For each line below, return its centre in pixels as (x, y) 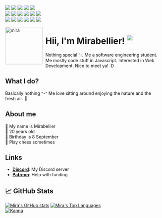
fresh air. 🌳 (16, 98)
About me (21, 114)
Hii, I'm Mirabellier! (85, 41)
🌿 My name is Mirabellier (30, 126)
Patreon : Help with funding (40, 175)
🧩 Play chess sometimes (30, 142)
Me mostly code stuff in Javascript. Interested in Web (100, 60)
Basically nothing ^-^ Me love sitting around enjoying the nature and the (78, 93)
